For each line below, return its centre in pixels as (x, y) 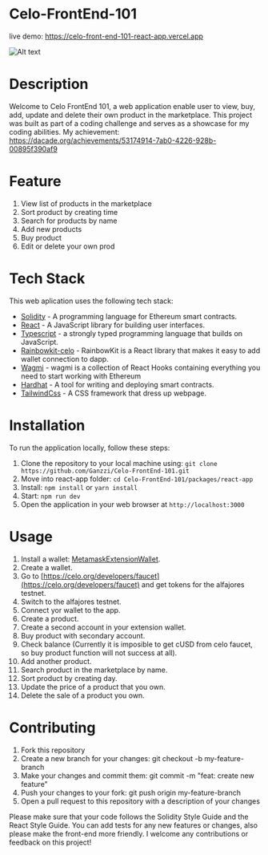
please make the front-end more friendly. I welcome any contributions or (129, 833)
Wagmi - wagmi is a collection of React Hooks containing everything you (140, 367)
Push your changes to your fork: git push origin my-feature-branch (130, 792)
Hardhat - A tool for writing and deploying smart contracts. (117, 384)
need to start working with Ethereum (81, 376)
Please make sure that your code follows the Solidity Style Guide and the (129, 817)
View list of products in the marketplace (86, 203)
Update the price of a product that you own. (93, 687)
